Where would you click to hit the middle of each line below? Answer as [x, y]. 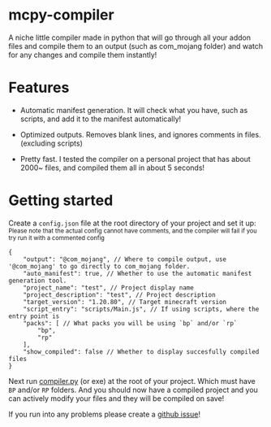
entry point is [34, 316]
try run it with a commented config [57, 237]
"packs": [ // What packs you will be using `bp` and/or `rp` [130, 323]
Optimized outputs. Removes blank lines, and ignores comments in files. [140, 134]
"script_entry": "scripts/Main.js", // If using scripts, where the [141, 309]
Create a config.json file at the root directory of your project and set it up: [133, 223]
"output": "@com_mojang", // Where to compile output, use [125, 259]
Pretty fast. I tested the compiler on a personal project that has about [135, 159]
